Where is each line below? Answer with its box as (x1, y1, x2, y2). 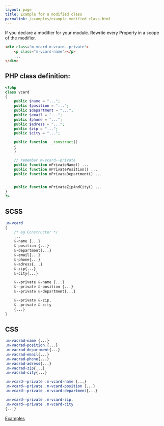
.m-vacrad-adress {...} (5, 361, 52, 366)
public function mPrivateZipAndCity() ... (14, 185, 102, 190)
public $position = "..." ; (14, 103, 69, 108)
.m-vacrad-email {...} (5, 352, 50, 357)
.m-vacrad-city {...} (5, 370, 48, 375)
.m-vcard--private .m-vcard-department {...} (5, 389, 98, 393)
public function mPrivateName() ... (14, 162, 89, 167)
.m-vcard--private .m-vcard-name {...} (5, 379, 87, 384)
